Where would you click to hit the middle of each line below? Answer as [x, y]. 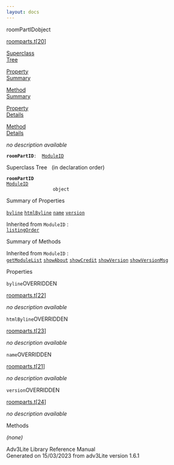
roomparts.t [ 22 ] [26, 295]
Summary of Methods [34, 241]
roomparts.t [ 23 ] [27, 331]
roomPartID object [28, 29]
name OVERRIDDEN [29, 354]
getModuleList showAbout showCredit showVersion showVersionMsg [87, 260]
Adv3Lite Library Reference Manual [51, 449]
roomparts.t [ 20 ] [27, 41]
